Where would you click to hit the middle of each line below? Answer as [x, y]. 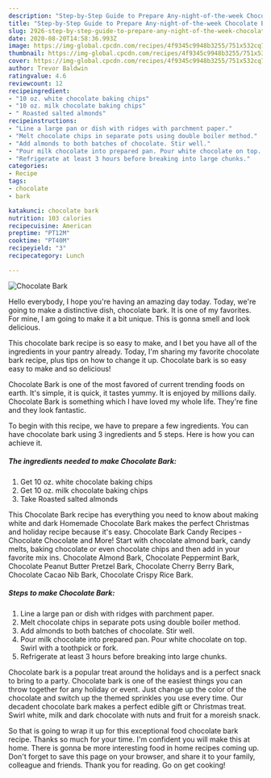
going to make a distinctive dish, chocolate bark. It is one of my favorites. [130, 310]
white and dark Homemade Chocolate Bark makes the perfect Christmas [129, 523]
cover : [19, 61]
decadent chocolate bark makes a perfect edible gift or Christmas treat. [127, 706]
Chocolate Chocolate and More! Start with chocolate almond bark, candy [130, 540]
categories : [28, 166]
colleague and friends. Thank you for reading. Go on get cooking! [117, 765]
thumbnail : [27, 53]
